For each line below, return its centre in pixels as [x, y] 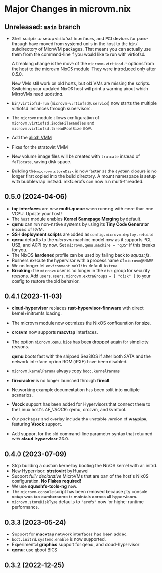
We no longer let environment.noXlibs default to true [64, 265]
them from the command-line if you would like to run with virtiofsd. [78, 54]
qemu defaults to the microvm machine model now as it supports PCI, [81, 239]
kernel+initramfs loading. [36, 313]
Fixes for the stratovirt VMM [40, 147]
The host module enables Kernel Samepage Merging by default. [76, 219]
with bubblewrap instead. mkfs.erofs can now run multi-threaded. [77, 181]
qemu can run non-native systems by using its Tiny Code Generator [80, 224]
